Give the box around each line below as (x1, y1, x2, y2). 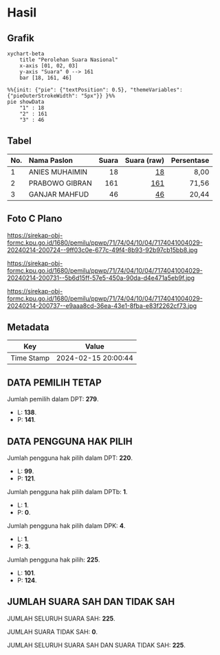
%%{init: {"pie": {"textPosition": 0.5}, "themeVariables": (7, 87, 184, 93)
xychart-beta (7, 50, 45, 57)
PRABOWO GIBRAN (28, 178, 92, 188)
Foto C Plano (7, 213, 63, 225)
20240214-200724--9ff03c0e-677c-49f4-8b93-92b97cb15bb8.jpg (7, 245, 198, 254)
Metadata (7, 322, 49, 333)
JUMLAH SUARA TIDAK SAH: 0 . (7, 628, 98, 636)
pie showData (7, 98, 45, 105)
